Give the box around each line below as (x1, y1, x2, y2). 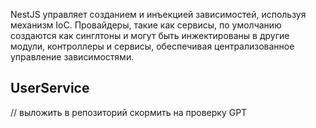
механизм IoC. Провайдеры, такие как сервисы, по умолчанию (10, 19, 282, 31)
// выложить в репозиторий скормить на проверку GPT (10, 106, 248, 118)
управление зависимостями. (10, 51, 135, 63)
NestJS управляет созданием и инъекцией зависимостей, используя (10, 9, 307, 20)
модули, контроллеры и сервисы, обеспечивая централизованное (10, 40, 295, 52)
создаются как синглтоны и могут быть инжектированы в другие (10, 30, 290, 41)
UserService (10, 80, 90, 97)
